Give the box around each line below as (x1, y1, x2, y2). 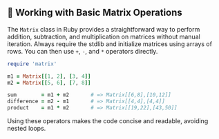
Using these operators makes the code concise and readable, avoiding (7, 117, 209, 125)
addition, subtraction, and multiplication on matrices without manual (7, 32, 200, 41)
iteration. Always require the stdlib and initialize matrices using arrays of (7, 39, 213, 48)
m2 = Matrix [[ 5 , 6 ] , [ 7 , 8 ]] (7, 79, 91, 86)
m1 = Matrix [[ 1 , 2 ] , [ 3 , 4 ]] (7, 73, 91, 80)
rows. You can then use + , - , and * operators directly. (7, 47, 158, 55)
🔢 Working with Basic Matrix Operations (7, 7, 183, 19)
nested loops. (7, 125, 46, 133)
